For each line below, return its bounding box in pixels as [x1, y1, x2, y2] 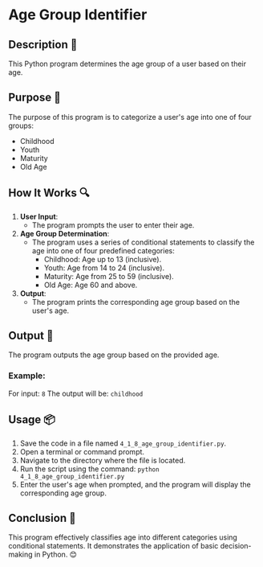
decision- [220, 541, 252, 551]
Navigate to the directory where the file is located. [19, 455, 186, 465]
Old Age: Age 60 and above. [43, 280, 138, 290]
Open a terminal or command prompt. [19, 446, 145, 456]
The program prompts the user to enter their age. [31, 220, 195, 230]
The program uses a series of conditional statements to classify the [31, 237, 255, 247]
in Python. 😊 [34, 549, 78, 560]
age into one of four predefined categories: [31, 245, 175, 255]
